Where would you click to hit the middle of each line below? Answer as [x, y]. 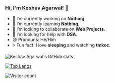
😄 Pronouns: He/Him [34, 40]
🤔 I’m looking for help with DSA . [45, 35]
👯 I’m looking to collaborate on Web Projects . [58, 29]
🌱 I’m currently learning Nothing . [46, 24]
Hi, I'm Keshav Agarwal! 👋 [37, 8]
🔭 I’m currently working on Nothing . [49, 19]
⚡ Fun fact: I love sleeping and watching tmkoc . [61, 45]
